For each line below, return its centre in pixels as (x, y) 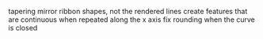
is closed (23, 28)
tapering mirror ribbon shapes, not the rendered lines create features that (128, 11)
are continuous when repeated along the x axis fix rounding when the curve (132, 19)
